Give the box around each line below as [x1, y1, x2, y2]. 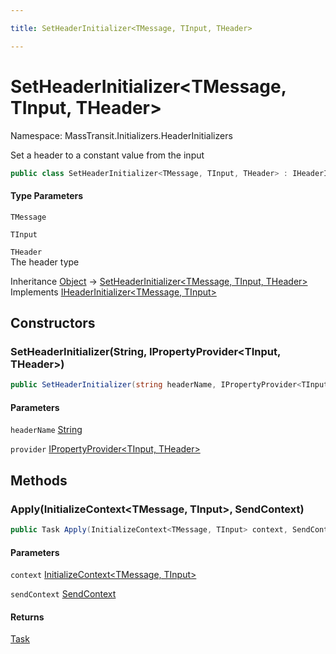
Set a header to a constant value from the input [10, 149, 205, 161]
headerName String [10, 424, 83, 436]
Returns [10, 611, 45, 623]
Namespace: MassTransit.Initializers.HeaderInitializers [10, 129, 233, 141]
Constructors [10, 315, 96, 332]
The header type [10, 256, 80, 268]
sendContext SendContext [10, 588, 117, 600]
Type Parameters [10, 190, 84, 202]
